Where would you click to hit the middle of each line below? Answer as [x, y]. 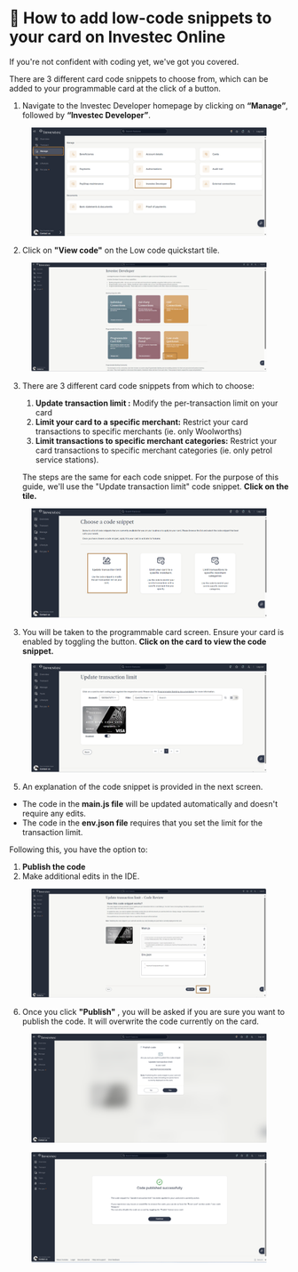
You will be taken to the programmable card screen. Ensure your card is [153, 632]
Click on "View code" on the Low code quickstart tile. [121, 250]
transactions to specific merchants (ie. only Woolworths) [138, 431]
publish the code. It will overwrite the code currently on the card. [141, 1021]
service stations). [67, 460]
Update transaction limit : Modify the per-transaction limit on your [157, 403]
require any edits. [54, 813]
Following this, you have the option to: [78, 849]
